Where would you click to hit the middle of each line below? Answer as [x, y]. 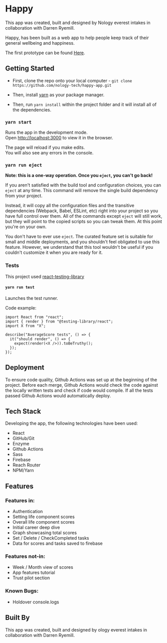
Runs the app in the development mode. [46, 132]
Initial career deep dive [36, 528]
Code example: [21, 308]
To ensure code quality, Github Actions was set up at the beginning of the [81, 380]
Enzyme [21, 444]
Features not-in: [25, 556]
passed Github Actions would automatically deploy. [58, 395]
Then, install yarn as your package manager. [58, 95]
